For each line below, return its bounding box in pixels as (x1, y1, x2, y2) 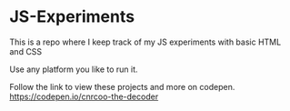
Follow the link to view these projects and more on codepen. (9, 81, 235, 92)
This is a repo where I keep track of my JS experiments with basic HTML (9, 36, 282, 47)
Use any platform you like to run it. (9, 64, 138, 75)
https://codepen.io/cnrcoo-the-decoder (9, 91, 159, 102)
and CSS (9, 45, 43, 56)
